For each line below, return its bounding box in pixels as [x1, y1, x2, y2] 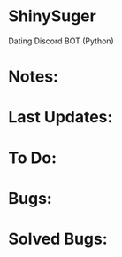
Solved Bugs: [8, 229, 108, 249]
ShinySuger [8, 6, 96, 27]
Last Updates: [8, 107, 113, 128]
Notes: [8, 66, 59, 87]
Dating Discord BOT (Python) [8, 35, 114, 46]
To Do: [8, 148, 57, 167]
